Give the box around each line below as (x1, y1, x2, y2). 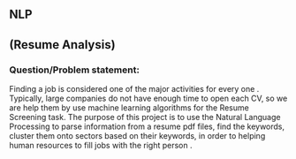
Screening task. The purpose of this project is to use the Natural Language (9, 112, 281, 123)
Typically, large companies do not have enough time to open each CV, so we (9, 93, 288, 104)
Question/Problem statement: (9, 64, 140, 76)
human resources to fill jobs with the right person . (9, 140, 193, 151)
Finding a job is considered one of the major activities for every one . (9, 84, 260, 95)
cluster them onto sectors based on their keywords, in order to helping (9, 131, 266, 141)
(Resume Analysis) (9, 37, 117, 52)
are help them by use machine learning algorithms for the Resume (9, 102, 249, 113)
